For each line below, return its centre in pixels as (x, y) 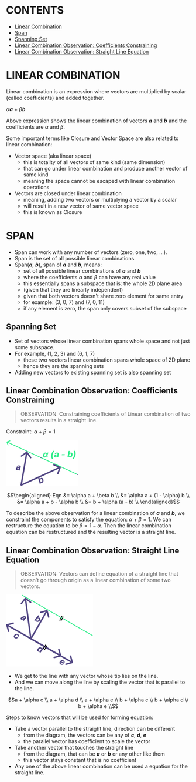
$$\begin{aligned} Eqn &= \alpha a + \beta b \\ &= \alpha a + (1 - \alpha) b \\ (98, 496)
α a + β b (16, 109)
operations (36, 187)
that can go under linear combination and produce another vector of (105, 168)
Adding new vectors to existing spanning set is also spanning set (93, 372)
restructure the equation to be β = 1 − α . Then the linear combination (89, 526)
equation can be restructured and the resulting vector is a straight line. (91, 532)
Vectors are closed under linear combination (68, 193)
